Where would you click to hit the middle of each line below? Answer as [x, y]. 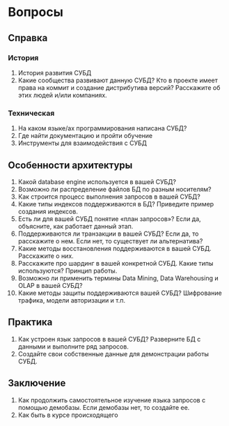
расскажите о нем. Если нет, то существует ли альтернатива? [110, 241]
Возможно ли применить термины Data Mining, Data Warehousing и [118, 278]
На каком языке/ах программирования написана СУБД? [102, 128]
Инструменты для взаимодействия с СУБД [82, 143]
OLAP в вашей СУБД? [50, 285]
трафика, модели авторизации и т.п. [72, 300]
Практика [30, 322]
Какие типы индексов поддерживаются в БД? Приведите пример [116, 204]
